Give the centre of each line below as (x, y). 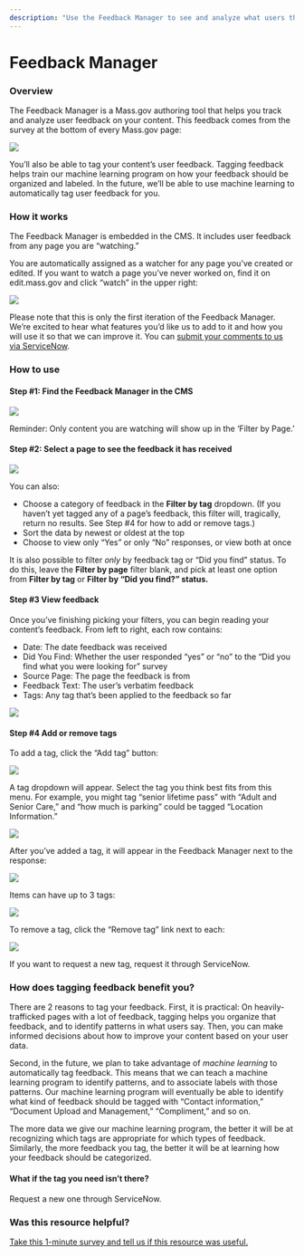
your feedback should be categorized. (81, 1158)
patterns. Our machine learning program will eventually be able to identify (147, 1092)
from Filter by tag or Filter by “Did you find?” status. (109, 579)
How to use (35, 369)
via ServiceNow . (40, 346)
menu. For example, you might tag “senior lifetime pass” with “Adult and (143, 797)
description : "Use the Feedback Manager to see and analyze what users (147, 18)
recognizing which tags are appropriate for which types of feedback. (138, 1138)
